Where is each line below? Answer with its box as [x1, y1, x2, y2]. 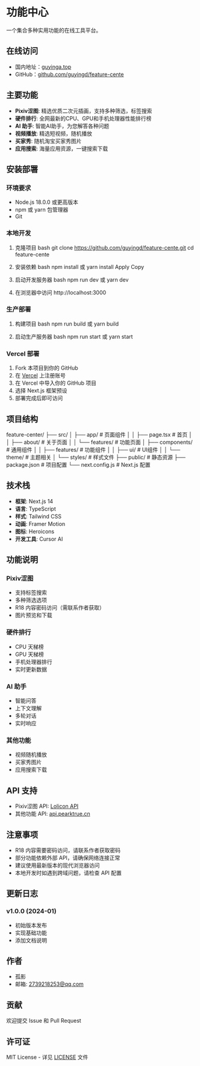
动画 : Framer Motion [14, 520, 66, 528]
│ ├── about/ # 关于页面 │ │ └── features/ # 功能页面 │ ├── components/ [6, 438, 193, 446]
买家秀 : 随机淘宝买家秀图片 [14, 137, 82, 145]
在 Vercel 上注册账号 [14, 372, 66, 379]
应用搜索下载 [14, 766, 47, 774]
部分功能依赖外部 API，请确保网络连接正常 [14, 854, 120, 861]
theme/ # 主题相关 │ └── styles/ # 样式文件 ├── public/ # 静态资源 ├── [6, 453, 186, 461]
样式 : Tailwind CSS [14, 512, 62, 520]
